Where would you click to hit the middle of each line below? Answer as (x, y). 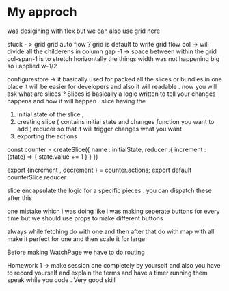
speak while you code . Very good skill (62, 280)
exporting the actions (47, 136)
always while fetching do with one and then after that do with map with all (111, 231)
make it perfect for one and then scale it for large (76, 239)
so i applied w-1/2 (32, 66)
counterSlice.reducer (37, 177)
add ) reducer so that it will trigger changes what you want (99, 129)
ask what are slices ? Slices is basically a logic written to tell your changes (111, 94)
